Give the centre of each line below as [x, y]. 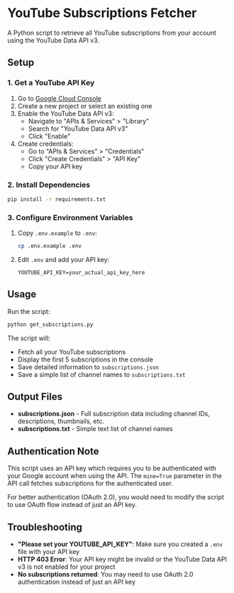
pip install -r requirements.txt [57, 199]
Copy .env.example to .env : [57, 233]
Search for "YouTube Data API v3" [78, 129]
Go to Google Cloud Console [59, 98]
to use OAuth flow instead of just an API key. [72, 505]
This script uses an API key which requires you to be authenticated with [112, 468]
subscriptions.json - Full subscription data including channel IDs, [114, 414]
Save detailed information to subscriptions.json [88, 366]
